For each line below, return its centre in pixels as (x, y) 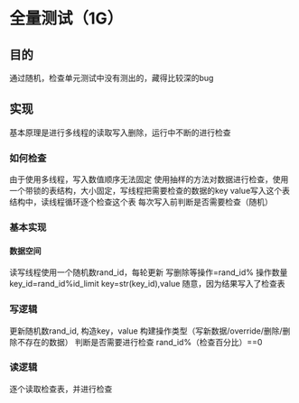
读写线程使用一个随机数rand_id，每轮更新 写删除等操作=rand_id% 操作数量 (149, 272)
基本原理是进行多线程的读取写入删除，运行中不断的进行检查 (120, 133)
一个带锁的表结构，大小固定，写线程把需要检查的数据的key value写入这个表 (150, 191)
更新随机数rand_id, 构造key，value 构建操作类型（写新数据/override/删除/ (146, 331)
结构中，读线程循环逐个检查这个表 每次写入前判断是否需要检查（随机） (141, 202)
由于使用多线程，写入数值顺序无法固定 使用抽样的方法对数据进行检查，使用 (149, 179)
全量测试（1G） (66, 18)
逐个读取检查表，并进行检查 (61, 389)
